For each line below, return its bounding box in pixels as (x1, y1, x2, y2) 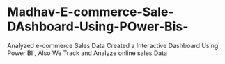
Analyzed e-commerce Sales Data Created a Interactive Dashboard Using (7, 41, 219, 50)
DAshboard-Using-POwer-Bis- (7, 19, 189, 34)
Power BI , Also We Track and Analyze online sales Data (7, 49, 168, 57)
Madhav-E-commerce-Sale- (7, 4, 174, 20)
